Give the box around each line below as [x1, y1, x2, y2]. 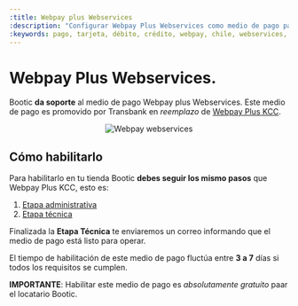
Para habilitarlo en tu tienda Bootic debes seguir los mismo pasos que [9, 173, 268, 184]
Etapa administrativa [21, 200, 98, 210]
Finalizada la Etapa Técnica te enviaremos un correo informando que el [9, 226, 271, 237]
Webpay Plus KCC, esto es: [9, 183, 109, 193]
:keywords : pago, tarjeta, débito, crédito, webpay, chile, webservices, [9, 29, 288, 38]
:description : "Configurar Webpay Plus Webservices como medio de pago [9, 21, 279, 30]
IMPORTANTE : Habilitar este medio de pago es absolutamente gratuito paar [9, 279, 288, 290]
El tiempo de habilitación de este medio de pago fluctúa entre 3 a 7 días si [9, 253, 279, 263]
